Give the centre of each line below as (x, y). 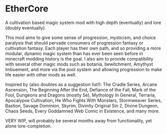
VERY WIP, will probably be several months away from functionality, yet (79, 120)
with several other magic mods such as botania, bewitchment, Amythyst (79, 64)
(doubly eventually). (26, 27)
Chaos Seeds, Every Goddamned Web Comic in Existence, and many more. (83, 111)
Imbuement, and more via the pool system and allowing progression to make (83, 69)
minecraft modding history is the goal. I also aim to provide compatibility (79, 58)
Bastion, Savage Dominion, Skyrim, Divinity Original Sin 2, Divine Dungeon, (82, 105)
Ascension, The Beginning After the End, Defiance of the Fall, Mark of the (81, 89)
